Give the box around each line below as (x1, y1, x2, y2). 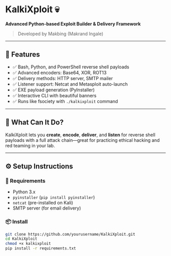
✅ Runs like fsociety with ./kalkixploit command (12, 98, 118, 104)
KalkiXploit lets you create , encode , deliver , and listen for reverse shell (5, 132, 156, 138)
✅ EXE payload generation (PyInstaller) (12, 87, 95, 93)
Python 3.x (12, 189, 36, 195)
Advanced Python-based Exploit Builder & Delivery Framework (5, 20, 141, 27)
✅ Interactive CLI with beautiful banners (12, 92, 97, 98)
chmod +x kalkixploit (5, 241, 51, 246)
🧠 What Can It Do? (5, 118, 64, 127)
